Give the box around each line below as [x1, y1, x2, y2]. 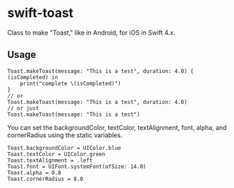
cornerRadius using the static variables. [7, 131, 123, 139]
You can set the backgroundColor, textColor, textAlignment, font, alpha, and [7, 123, 227, 131]
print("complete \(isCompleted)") [20, 80, 121, 87]
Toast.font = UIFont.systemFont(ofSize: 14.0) [7, 163, 147, 170]
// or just [7, 105, 39, 112]
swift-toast [7, 5, 74, 21]
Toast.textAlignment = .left [7, 157, 93, 164]
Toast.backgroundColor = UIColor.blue [7, 144, 121, 151]
